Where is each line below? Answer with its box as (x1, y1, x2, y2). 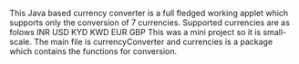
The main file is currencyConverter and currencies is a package (33, 36, 273, 47)
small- (263, 27, 287, 37)
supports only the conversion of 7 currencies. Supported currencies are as (9, 17, 290, 28)
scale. (9, 36, 32, 47)
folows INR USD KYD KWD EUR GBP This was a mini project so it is (9, 27, 262, 37)
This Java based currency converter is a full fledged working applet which (9, 8, 289, 18)
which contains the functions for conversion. (9, 46, 178, 57)
